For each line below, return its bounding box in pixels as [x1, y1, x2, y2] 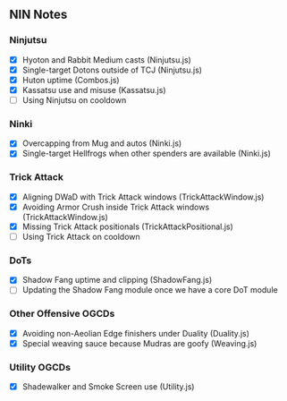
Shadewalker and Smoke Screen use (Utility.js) [21, 381, 195, 392]
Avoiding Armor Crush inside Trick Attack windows [21, 201, 210, 212]
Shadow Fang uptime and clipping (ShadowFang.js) [21, 275, 213, 286]
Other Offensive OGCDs [9, 308, 115, 320]
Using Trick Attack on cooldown [21, 231, 140, 242]
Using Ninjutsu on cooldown [21, 94, 127, 106]
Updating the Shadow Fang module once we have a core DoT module [21, 285, 279, 295]
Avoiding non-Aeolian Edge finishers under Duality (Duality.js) [21, 328, 250, 338]
